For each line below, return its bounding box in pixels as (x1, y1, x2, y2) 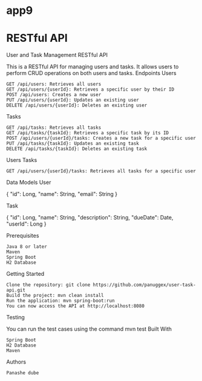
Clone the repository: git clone (6, 282, 91, 288)
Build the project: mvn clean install (6, 293, 104, 299)
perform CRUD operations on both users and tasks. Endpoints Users (6, 70, 177, 77)
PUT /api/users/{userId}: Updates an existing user (6, 97, 139, 103)
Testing (6, 314, 25, 321)
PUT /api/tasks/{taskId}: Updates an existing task (6, 140, 139, 147)
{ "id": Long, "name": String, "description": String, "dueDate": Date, (6, 214, 174, 221)
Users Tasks (6, 157, 37, 164)
